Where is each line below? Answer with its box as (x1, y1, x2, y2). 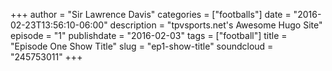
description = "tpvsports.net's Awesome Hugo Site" (109, 19, 323, 31)
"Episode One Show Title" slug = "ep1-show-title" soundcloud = (10, 40, 274, 52)
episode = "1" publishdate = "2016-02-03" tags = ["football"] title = (10, 30, 288, 41)
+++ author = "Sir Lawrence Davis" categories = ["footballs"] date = (10, 9, 292, 20)
